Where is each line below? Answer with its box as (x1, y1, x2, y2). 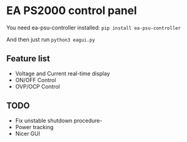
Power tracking (15, 123, 54, 130)
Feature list (6, 53, 50, 64)
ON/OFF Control (15, 76, 56, 83)
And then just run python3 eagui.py (6, 35, 95, 43)
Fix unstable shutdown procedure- (15, 117, 103, 124)
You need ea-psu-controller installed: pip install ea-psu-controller (6, 24, 182, 31)
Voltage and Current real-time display (15, 70, 110, 77)
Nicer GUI (15, 130, 40, 137)
